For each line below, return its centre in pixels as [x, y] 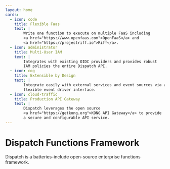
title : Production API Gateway [47, 99]
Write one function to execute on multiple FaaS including [87, 33]
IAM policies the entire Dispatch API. [66, 66]
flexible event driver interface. [60, 90]
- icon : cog [23, 71]
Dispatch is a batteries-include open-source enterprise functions [73, 156]
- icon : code [24, 19]
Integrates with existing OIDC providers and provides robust [90, 62]
